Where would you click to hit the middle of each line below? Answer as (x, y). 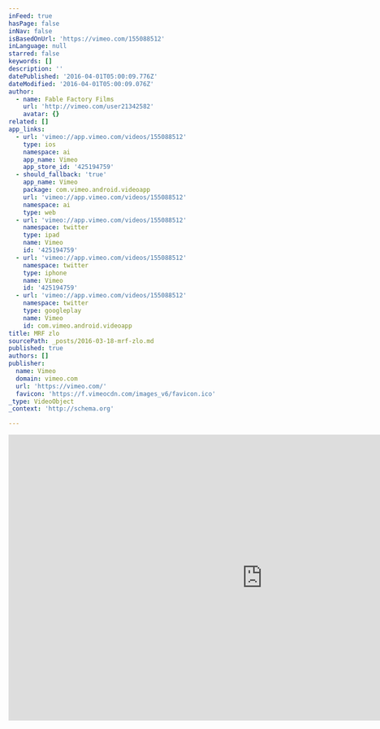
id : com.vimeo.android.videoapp (78, 326)
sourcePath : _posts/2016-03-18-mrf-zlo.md (81, 341)
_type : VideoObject (41, 401)
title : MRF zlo (34, 333)
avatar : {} (41, 115)
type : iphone (45, 273)
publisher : (27, 364)
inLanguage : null (38, 46)
